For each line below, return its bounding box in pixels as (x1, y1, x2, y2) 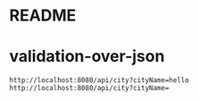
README (9, 5, 77, 26)
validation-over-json (9, 46, 165, 67)
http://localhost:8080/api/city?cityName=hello (9, 76, 190, 85)
